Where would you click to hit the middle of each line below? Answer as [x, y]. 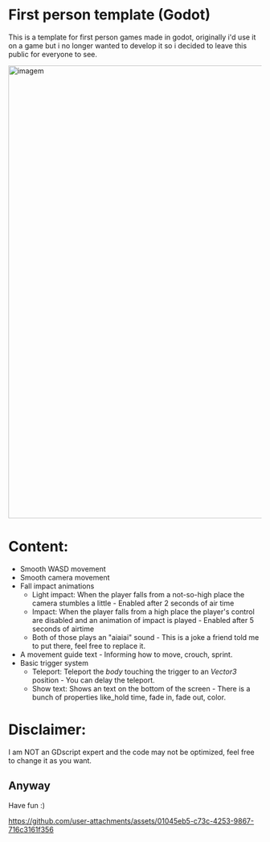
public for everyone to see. [53, 54]
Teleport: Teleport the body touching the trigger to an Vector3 [134, 671]
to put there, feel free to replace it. [89, 646]
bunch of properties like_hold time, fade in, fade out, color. [129, 697]
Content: [39, 547]
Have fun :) [27, 805]
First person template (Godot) [110, 15]
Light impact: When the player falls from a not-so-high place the [138, 594]
